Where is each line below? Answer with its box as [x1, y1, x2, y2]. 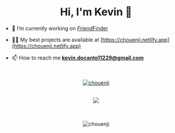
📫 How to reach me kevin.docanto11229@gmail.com [11, 54, 144, 61]
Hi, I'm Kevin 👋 [60, 5, 133, 19]
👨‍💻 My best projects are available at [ [11, 36, 103, 43]
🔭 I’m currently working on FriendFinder [11, 25, 108, 32]
